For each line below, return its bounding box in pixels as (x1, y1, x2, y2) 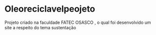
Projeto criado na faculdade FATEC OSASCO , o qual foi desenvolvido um (4, 19, 151, 25)
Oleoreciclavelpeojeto (4, 3, 95, 15)
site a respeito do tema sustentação (4, 24, 76, 30)
